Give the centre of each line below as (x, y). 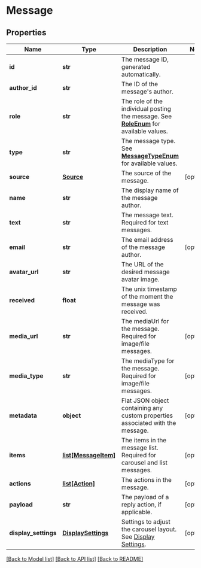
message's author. (147, 92)
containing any (142, 408)
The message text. (147, 215)
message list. (140, 448)
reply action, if (141, 505)
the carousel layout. (149, 529)
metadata (23, 415)
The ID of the (140, 84)
